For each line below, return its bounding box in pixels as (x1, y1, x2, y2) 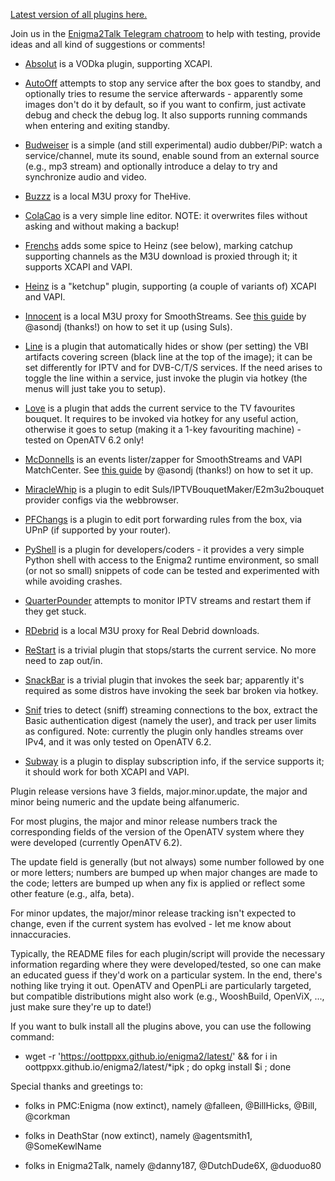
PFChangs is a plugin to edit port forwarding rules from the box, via (24, 514, 303, 525)
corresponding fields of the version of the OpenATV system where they (10, 826, 305, 838)
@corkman (24, 1110, 71, 1122)
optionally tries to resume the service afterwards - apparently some (24, 88, 303, 99)
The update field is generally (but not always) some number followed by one (10, 856, 325, 868)
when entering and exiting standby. (24, 120, 171, 131)
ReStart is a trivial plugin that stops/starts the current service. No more (24, 644, 317, 656)
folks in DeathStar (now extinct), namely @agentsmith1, (24, 1130, 253, 1141)
